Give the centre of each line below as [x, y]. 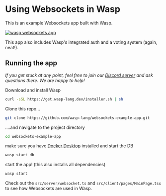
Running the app [31, 63]
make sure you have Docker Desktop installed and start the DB [69, 146]
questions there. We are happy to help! [45, 80]
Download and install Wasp [33, 90]
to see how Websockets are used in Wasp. [49, 189]
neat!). [12, 47]
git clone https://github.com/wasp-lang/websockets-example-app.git [78, 118]
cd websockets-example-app [33, 136]
